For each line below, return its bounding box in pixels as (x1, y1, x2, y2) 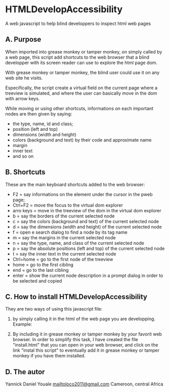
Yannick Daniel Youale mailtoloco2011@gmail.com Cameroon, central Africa (5, 381, 163, 387)
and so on (12, 153, 34, 159)
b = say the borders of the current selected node (12, 213, 115, 219)
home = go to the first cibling (12, 261, 74, 268)
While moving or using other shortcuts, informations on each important (5, 105, 154, 111)
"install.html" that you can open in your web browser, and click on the (12, 342, 158, 348)
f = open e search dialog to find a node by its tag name (12, 229, 128, 235)
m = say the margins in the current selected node (12, 234, 116, 240)
